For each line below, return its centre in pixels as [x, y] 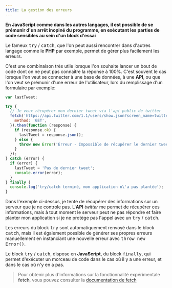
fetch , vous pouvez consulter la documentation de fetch [77, 280]
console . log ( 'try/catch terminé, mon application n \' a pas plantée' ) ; [87, 187]
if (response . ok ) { [35, 130]
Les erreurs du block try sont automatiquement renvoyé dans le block [80, 228]
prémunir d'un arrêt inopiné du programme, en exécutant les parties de [82, 30]
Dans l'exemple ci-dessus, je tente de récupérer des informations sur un [81, 202]
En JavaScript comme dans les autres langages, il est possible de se [79, 25]
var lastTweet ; [21, 97]
